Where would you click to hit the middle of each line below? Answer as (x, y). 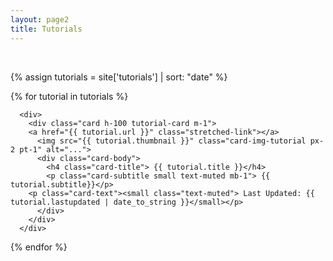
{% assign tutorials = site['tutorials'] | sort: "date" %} (119, 77)
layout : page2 (40, 19)
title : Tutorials (46, 29)
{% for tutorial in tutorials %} (69, 96)
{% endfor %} (39, 247)
